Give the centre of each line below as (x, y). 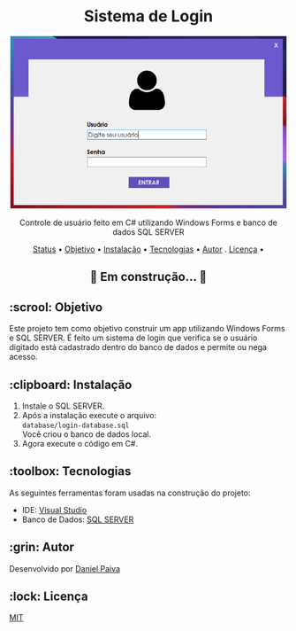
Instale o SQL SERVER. (63, 406)
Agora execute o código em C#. (80, 444)
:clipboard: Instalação (71, 384)
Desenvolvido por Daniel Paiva (65, 568)
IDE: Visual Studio (54, 510)
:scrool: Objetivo (56, 307)
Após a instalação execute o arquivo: (89, 416)
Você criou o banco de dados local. (87, 434)
